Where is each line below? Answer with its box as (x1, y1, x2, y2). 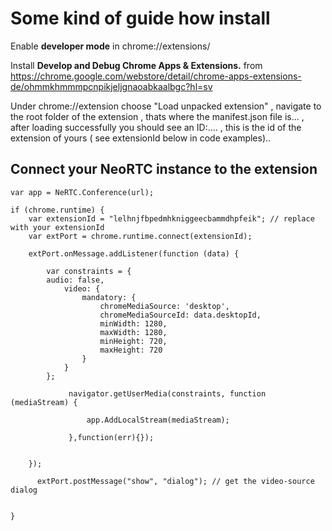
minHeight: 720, (99, 336, 168, 346)
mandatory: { (81, 292, 137, 302)
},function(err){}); (68, 432, 155, 442)
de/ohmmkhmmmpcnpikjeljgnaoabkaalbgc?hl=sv (10, 80, 213, 92)
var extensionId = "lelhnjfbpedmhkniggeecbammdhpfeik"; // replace (28, 213, 315, 224)
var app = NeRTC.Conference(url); (10, 187, 155, 197)
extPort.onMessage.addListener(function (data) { (28, 248, 240, 259)
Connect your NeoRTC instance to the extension (10, 161, 318, 178)
